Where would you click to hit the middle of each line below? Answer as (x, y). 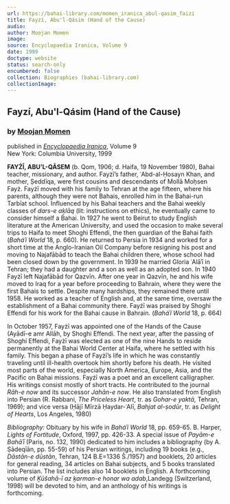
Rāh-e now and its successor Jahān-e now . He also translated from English (114, 392)
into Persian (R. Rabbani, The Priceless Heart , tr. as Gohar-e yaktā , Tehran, (113, 399)
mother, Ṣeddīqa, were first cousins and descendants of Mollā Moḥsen (107, 181)
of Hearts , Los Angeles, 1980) (49, 414)
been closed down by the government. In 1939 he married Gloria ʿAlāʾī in (109, 261)
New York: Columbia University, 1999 (59, 153)
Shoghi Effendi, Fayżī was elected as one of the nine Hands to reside (104, 340)
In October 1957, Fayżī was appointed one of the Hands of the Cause (104, 326)
